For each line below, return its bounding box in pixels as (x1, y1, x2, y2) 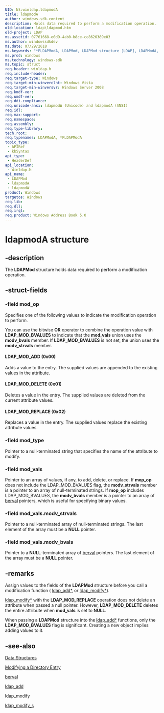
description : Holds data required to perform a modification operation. (5, 21, 157, 26)
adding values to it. (5, 627, 44, 633)
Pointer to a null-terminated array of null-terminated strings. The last (5, 521, 143, 527)
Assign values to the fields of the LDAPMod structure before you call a (5, 582, 148, 588)
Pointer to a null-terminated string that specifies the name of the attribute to (5, 448, 158, 454)
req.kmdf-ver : (5, 89, 34, 94)
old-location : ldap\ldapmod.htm (5, 26, 71, 30)
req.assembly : (5, 121, 34, 126)
